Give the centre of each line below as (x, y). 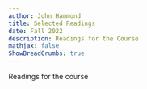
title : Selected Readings (52, 23)
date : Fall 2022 (36, 31)
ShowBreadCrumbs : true (46, 53)
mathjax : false (34, 46)
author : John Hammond (45, 16)
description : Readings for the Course (73, 38)
